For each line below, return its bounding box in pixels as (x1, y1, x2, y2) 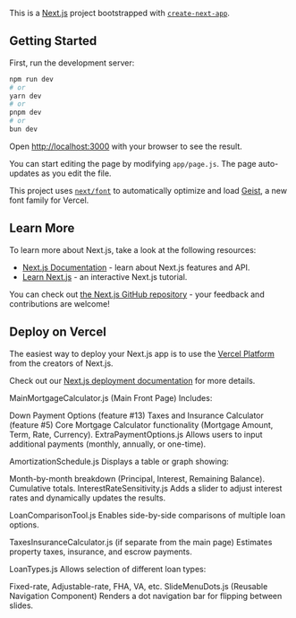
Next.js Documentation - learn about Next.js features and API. (21, 262, 250, 273)
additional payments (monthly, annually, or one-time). (9, 439, 207, 449)
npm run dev (9, 74, 54, 83)
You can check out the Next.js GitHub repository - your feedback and (9, 289, 266, 300)
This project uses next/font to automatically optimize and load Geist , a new (9, 185, 288, 196)
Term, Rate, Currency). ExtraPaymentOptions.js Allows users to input (9, 429, 263, 440)
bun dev (9, 125, 38, 134)
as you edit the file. (41, 168, 112, 178)
